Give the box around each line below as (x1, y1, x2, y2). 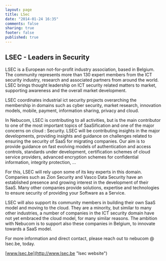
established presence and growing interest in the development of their (5, 179, 149, 185)
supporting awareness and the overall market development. (5, 87, 127, 93)
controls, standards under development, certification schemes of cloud (5, 149, 150, 155)
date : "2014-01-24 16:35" (5, 16, 58, 21)
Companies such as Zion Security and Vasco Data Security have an (5, 174, 143, 180)
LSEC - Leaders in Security (5, 53, 90, 62)
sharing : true (5, 26, 35, 31)
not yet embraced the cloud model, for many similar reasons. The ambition (5, 215, 158, 221)
